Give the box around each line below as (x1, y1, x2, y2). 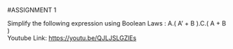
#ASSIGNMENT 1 (7, 6, 57, 14)
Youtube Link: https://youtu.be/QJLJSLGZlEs (7, 34, 137, 42)
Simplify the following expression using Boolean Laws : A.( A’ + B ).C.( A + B (7, 19, 227, 27)
